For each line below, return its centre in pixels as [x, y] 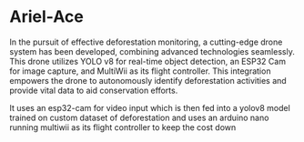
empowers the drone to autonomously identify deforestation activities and [148, 80]
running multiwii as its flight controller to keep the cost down [123, 127]
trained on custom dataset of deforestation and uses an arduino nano [139, 117]
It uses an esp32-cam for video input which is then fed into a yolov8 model [150, 107]
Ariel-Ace [46, 17]
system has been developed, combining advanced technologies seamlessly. [152, 51]
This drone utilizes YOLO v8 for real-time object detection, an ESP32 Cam [148, 61]
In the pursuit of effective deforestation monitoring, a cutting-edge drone [146, 42]
